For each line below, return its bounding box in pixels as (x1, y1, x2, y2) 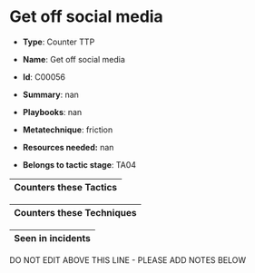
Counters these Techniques (14, 206, 137, 219)
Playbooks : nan (22, 106, 83, 117)
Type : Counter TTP (22, 36, 95, 47)
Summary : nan (22, 89, 80, 100)
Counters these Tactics (14, 180, 118, 193)
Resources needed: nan (22, 141, 114, 152)
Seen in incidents (14, 231, 91, 244)
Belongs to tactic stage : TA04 (22, 159, 137, 170)
